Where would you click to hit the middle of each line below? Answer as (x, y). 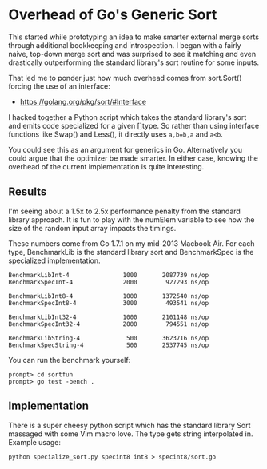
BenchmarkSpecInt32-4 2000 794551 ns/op (109, 324)
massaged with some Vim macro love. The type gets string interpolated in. (131, 434)
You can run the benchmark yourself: (70, 360)
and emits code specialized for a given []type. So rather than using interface (134, 125)
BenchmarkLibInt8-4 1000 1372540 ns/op (109, 296)
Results (28, 192)
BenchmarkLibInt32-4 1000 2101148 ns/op (109, 317)
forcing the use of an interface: (59, 86)
